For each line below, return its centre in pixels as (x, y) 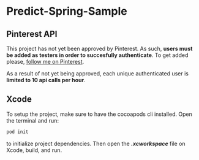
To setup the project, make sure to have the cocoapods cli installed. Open (99, 114)
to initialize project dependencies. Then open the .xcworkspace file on (96, 143)
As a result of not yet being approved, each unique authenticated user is (97, 74)
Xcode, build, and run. (34, 150)
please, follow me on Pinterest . (45, 62)
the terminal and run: (33, 120)
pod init (17, 132)
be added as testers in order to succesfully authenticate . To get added (97, 55)
